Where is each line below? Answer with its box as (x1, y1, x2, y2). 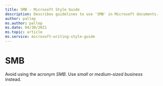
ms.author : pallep (5, 20, 43, 26)
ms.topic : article (5, 30, 43, 34)
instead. (5, 76, 22, 82)
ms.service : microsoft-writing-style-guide (5, 34, 95, 39)
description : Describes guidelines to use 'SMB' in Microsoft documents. (5, 12, 159, 17)
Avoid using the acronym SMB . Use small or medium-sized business (5, 71, 143, 77)
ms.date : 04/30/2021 (5, 25, 47, 30)
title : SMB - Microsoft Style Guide (5, 7, 80, 12)
